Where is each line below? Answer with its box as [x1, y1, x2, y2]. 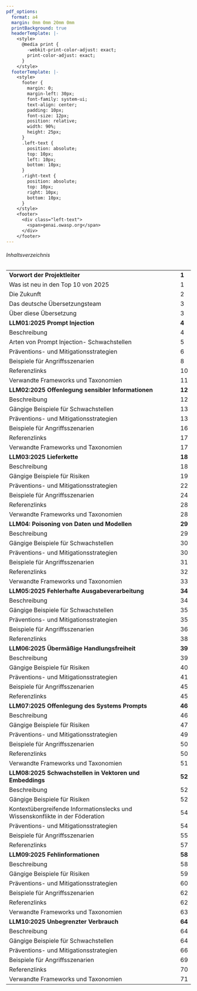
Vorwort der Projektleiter [9, 270, 80, 279]
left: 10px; [27, 157, 57, 163]
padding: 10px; [27, 107, 64, 113]
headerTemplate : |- [11, 31, 59, 37]
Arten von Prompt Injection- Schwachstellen [9, 338, 132, 346]
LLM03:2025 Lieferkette [9, 452, 79, 461]
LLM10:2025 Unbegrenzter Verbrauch [9, 917, 119, 926]
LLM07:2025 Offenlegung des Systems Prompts [9, 702, 148, 710]
